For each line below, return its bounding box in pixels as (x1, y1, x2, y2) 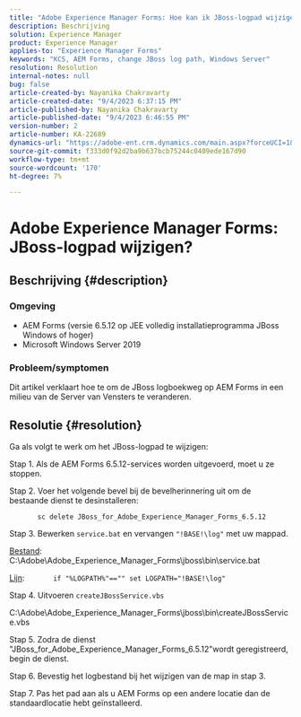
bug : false (9, 80, 50, 89)
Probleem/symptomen (9, 362, 109, 374)
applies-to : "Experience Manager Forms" (9, 47, 163, 56)
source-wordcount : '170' (9, 163, 102, 172)
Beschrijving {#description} (9, 273, 168, 288)
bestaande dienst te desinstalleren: (9, 495, 139, 506)
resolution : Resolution (9, 64, 99, 73)
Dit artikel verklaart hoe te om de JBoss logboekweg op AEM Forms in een (9, 382, 284, 393)
